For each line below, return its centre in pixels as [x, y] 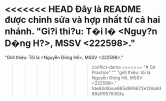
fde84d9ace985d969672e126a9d [126, 88]
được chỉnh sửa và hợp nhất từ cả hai [82, 20]
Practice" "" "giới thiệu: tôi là [121, 72]
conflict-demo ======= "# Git [123, 67]
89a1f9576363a [108, 93]
